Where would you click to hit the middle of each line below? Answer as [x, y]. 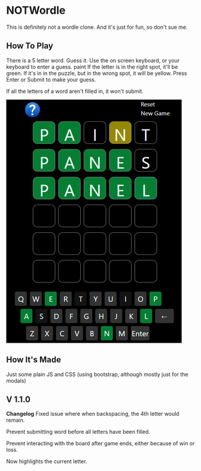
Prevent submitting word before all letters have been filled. [78, 432]
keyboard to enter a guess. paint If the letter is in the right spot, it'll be [92, 67]
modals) [16, 380]
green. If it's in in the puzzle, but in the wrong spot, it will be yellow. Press [97, 73]
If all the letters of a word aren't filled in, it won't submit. [75, 91]
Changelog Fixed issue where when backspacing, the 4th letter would [93, 414]
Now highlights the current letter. [47, 461]
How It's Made [34, 360]
